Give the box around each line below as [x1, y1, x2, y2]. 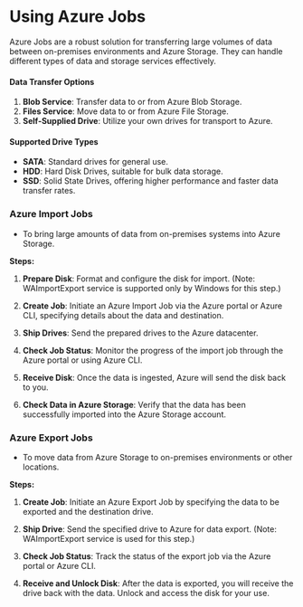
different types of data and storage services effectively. [9, 55, 217, 66]
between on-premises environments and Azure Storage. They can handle [9, 45, 283, 56]
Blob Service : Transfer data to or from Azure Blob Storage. [22, 97, 242, 108]
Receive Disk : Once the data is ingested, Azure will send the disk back [22, 372, 287, 383]
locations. [22, 461, 60, 472]
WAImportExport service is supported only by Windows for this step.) [22, 282, 282, 293]
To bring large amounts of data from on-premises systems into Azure [22, 228, 280, 239]
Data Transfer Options [9, 76, 95, 87]
